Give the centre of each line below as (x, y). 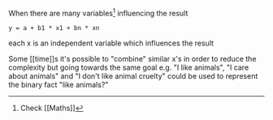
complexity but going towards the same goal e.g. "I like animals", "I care (129, 67)
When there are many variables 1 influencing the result (98, 13)
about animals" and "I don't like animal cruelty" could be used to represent (133, 75)
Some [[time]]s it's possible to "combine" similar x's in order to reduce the (132, 58)
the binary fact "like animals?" (58, 84)
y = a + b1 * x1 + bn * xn (54, 28)
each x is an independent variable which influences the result (111, 43)
